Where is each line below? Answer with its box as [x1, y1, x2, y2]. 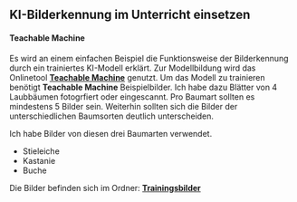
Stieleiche [22, 145, 61, 157]
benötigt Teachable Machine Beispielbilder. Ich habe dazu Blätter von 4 [9, 82, 278, 92]
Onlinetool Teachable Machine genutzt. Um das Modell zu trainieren [9, 72, 265, 82]
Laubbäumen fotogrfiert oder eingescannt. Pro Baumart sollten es [9, 91, 255, 102]
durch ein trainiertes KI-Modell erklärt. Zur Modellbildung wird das [9, 63, 256, 73]
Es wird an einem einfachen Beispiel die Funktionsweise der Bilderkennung [9, 53, 289, 63]
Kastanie [22, 155, 56, 166]
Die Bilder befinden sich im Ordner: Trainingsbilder [9, 182, 201, 193]
